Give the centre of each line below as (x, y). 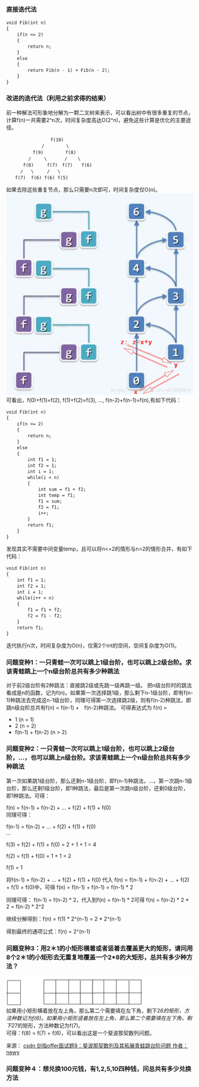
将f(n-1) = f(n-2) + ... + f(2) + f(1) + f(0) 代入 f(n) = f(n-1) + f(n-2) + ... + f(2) (98, 879)
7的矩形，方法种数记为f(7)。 (49, 1025)
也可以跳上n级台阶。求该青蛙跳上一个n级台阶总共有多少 (110, 758)
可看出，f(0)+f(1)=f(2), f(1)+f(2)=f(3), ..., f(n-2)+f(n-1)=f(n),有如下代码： (94, 400)
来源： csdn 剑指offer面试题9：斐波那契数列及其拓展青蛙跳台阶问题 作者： (97, 1045)
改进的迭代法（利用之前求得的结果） (58, 98)
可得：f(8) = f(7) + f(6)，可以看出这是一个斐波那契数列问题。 (80, 1033)
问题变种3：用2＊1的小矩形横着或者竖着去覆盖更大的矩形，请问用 (99, 948)
